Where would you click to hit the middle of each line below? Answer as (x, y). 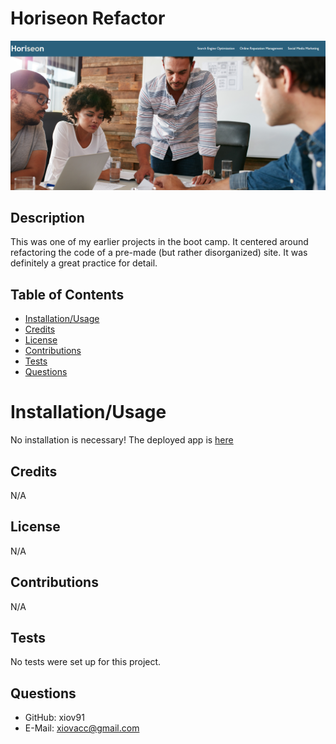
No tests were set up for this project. (86, 662)
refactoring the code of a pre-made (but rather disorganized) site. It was (159, 253)
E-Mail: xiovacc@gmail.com (82, 728)
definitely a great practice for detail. (84, 263)
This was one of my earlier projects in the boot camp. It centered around (159, 242)
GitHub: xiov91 (54, 718)
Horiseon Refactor (88, 18)
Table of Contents (67, 294)
